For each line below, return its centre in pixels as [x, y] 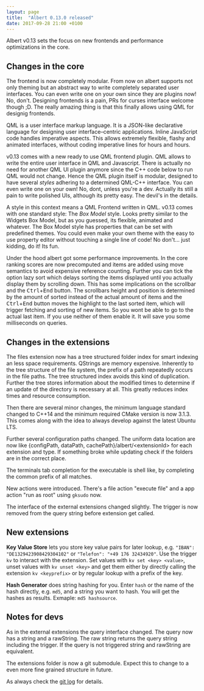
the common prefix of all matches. [49, 476]
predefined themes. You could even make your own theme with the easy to [100, 233]
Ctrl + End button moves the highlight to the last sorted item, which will [96, 303]
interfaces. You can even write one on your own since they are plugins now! [101, 94]
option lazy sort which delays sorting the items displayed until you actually [100, 278]
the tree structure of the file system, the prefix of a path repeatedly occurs [100, 370]
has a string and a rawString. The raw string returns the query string [92, 638]
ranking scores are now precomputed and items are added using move [95, 265]
